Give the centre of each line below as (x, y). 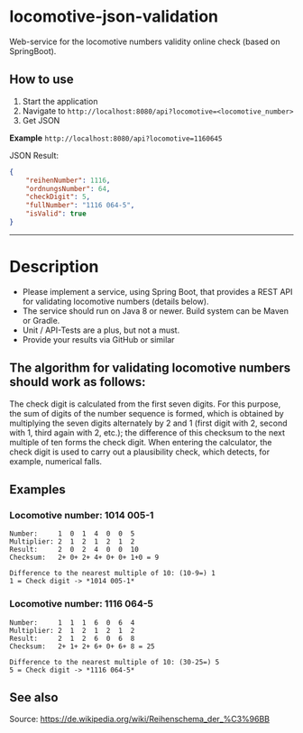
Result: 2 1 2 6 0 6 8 (72, 638)
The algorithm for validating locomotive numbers (150, 368)
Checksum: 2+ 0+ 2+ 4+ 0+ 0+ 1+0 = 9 (84, 558)
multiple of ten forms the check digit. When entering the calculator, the (141, 442)
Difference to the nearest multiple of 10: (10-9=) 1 (113, 573)
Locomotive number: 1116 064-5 (82, 604)
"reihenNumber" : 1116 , (68, 180)
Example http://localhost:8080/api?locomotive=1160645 (116, 138)
